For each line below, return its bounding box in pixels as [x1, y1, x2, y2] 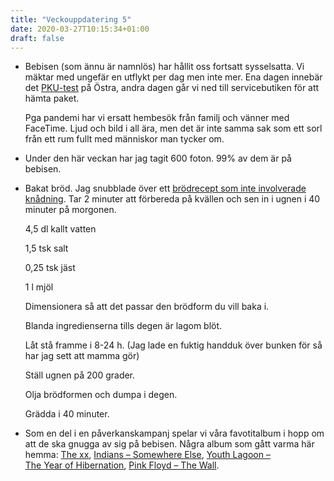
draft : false [10, 33, 65, 43]
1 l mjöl [24, 281, 54, 293]
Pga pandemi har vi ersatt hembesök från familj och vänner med [24, 112, 290, 124]
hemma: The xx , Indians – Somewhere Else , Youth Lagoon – [24, 449, 271, 461]
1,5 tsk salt [24, 242, 69, 255]
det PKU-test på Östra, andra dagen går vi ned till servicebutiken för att [24, 82, 320, 94]
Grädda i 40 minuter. [24, 408, 110, 420]
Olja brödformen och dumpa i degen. [24, 389, 178, 401]
